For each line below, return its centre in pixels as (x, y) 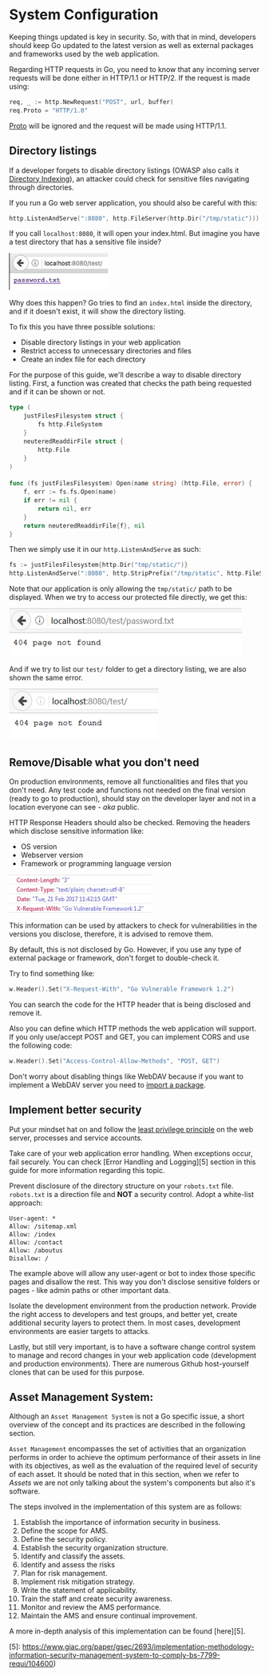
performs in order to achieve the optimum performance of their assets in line (135, 1458)
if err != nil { (51, 501)
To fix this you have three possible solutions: (82, 327)
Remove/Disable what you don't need (104, 762)
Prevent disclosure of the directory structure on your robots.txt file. (121, 1186)
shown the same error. (46, 678)
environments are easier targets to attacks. (79, 1331)
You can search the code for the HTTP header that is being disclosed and (130, 1004)
